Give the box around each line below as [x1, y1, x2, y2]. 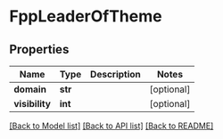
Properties [9, 42, 70, 57]
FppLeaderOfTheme [9, 6, 162, 27]
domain [13, 83, 47, 95]
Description [90, 69, 141, 80]
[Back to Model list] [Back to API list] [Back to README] [9, 120, 214, 131]
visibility [13, 98, 52, 110]
